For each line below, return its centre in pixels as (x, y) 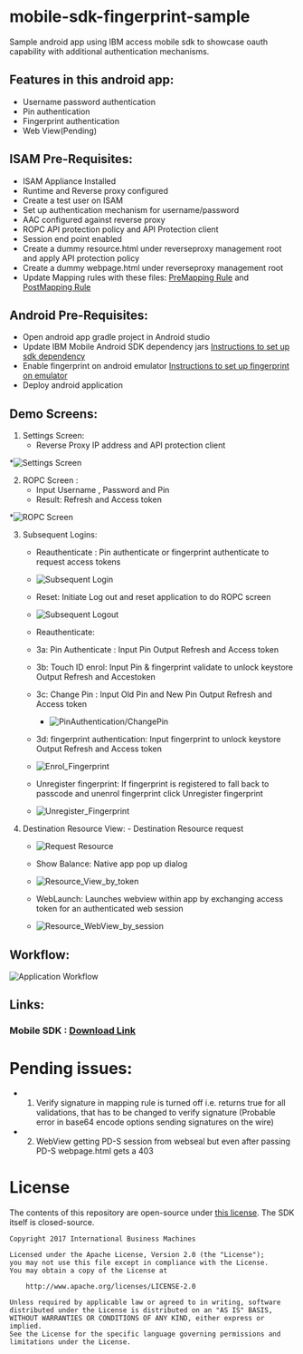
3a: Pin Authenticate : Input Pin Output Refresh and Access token (157, 650)
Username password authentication (89, 102)
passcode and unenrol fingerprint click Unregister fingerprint (150, 794)
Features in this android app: (92, 80)
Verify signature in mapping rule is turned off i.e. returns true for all (161, 1103)
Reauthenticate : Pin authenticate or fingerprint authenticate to (152, 552)
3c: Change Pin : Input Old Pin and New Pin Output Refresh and (154, 694)
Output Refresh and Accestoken (95, 677)
